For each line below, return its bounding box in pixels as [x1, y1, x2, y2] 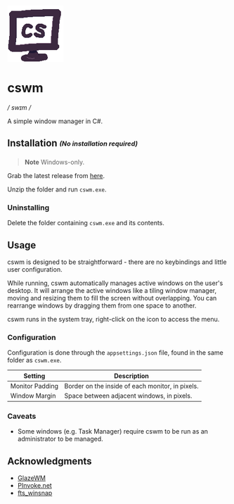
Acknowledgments [7, 455, 93, 467]
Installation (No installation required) [7, 137, 138, 149]
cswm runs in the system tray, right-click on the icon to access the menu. [7, 315, 220, 324]
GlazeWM [17, 474, 46, 482]
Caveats [7, 411, 37, 421]
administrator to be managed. [17, 435, 103, 443]
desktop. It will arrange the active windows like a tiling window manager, [7, 286, 217, 295]
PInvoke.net [17, 481, 53, 489]
